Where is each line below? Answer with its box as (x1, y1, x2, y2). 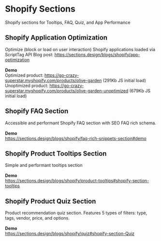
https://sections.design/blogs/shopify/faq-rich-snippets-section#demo (5, 135, 146, 141)
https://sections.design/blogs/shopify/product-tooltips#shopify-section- (5, 178, 149, 184)
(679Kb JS (129, 87, 151, 93)
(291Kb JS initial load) (102, 77, 146, 83)
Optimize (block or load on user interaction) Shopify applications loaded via (5, 46, 156, 52)
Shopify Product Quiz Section (5, 197, 96, 205)
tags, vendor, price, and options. (5, 215, 70, 221)
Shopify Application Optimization (5, 34, 108, 42)
